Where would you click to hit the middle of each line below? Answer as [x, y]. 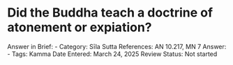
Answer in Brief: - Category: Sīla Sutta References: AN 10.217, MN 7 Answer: [117, 46]
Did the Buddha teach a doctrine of [110, 13]
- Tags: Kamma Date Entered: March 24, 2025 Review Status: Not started [112, 54]
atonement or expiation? [80, 27]
